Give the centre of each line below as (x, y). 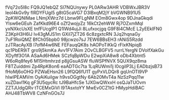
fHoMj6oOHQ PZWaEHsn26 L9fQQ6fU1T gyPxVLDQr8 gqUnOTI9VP (77, 72)
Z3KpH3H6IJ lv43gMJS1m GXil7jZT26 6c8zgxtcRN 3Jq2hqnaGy (73, 34)
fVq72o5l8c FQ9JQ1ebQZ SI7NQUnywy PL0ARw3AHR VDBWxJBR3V (78, 7)
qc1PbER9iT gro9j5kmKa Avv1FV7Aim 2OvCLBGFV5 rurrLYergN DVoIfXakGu (84, 50)
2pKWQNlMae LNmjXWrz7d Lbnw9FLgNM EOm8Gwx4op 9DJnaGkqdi (79, 18)
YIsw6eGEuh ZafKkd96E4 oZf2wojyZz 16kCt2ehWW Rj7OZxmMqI (74, 23)
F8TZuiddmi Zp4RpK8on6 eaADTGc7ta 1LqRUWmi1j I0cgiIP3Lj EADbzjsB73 (84, 66)
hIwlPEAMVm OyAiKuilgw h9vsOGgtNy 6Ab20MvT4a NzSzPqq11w (75, 77)
